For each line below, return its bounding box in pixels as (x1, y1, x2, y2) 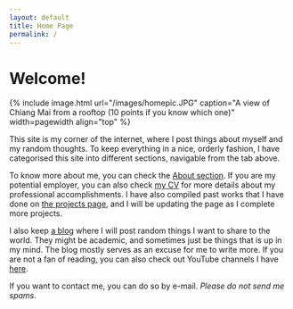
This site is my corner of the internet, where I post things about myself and (9, 134, 283, 145)
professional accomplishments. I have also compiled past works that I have (9, 189, 285, 200)
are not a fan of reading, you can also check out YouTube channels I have (9, 254, 279, 264)
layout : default (9, 13, 69, 22)
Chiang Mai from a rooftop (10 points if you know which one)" (9, 107, 235, 118)
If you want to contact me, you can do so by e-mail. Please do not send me (9, 280, 285, 291)
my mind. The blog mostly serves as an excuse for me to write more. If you (9, 245, 284, 255)
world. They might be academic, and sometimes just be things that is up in (9, 235, 282, 246)
